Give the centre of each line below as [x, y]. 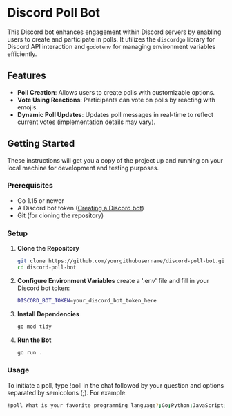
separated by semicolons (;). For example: [67, 392]
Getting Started [41, 144]
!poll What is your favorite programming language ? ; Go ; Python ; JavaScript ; [117, 405]
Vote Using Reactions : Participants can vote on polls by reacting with [116, 100]
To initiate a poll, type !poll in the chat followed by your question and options [116, 385]
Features [27, 76]
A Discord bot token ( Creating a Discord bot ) [80, 208]
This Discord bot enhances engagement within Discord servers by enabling [114, 32]
